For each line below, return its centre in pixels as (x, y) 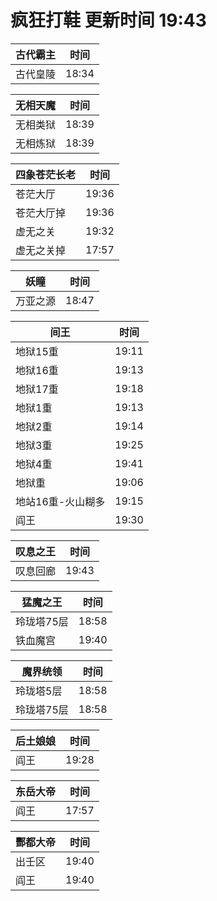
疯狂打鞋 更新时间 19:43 (108, 20)
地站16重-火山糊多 (60, 501)
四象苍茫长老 (46, 174)
